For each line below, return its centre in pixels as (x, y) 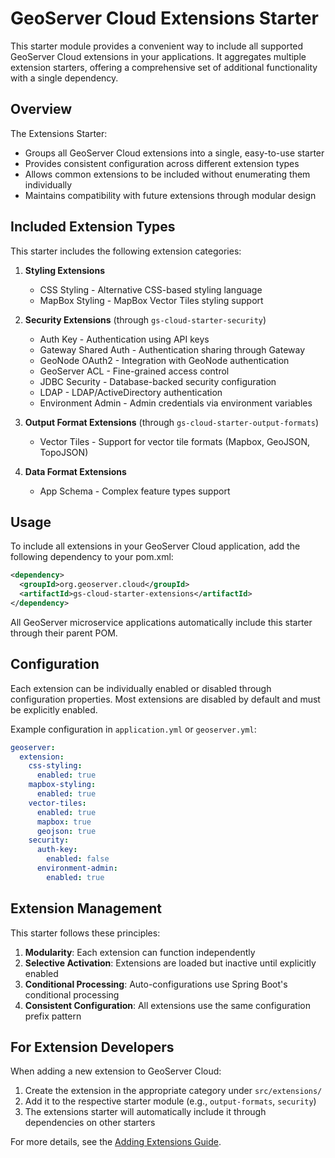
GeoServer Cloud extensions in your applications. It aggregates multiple (158, 56)
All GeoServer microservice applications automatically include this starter (161, 622)
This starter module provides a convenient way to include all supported (157, 46)
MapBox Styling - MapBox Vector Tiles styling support (151, 300)
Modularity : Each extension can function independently (140, 952)
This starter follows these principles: (85, 933)
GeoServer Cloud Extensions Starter (164, 18)
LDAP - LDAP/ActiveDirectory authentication (131, 392)
